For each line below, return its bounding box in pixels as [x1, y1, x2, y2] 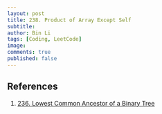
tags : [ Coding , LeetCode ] [7, 36, 82, 43]
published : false [7, 55, 57, 62]
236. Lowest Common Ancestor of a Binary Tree [17, 99, 155, 107]
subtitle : [7, 23, 36, 30]
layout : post [7, 10, 45, 17]
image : [7, 42, 26, 49]
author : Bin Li [7, 29, 51, 37]
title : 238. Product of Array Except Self [7, 17, 132, 23]
